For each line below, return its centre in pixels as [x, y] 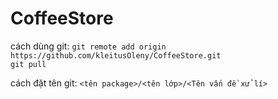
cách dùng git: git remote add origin [88, 46]
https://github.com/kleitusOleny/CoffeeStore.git [116, 55]
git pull [28, 64]
